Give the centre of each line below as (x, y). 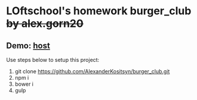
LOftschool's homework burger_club (99, 11)
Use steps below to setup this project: (53, 60)
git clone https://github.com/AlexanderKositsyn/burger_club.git (92, 71)
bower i (24, 84)
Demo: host (28, 46)
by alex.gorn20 (45, 24)
